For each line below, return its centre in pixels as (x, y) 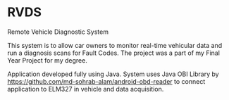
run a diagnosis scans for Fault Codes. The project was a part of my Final (114, 53)
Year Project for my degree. (48, 60)
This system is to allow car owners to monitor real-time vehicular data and (115, 45)
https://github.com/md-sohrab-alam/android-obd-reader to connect (106, 81)
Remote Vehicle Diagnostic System (58, 32)
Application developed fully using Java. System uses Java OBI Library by (113, 74)
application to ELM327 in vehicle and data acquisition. (86, 89)
